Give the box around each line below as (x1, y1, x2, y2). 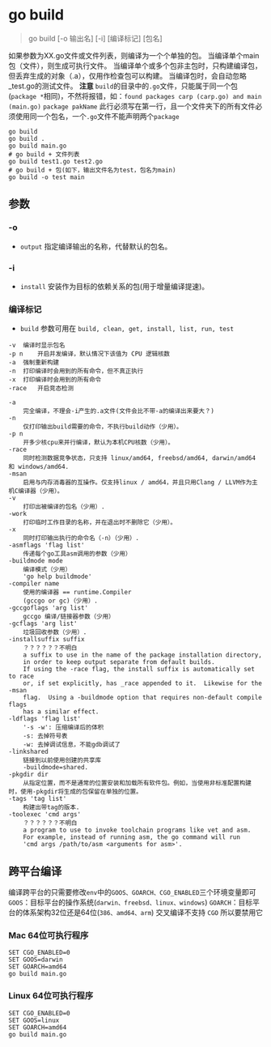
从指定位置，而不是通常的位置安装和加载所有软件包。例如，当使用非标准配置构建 (23, 779, 252, 787)
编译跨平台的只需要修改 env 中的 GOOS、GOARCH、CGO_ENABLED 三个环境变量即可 (8, 887, 256, 897)
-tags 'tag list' (8, 795, 67, 803)
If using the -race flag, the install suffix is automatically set (23, 666, 255, 674)
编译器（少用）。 (18, 487, 64, 496)
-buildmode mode (8, 557, 63, 565)
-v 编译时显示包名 (8, 342, 66, 350)
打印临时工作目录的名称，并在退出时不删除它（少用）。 (23, 518, 176, 527)
